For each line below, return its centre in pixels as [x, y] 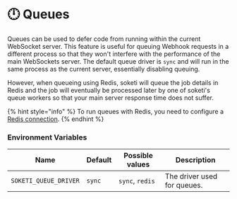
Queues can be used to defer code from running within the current [104, 39]
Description [195, 160]
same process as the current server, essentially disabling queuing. [104, 69]
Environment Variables [47, 137]
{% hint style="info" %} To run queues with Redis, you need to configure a [116, 111]
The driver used [191, 176]
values [138, 164]
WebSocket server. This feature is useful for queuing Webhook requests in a [118, 46]
